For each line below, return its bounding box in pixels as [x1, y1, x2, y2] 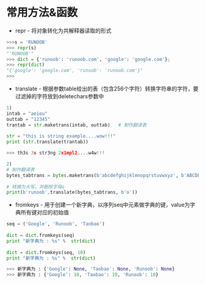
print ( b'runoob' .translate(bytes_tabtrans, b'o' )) [6, 189, 138, 195]
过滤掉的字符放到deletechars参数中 [15, 93, 104, 100]
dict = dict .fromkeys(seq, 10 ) [6, 249, 86, 255]
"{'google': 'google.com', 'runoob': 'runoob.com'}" [6, 68, 143, 74]
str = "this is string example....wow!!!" [6, 133, 116, 139]
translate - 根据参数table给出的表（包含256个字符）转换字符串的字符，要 [15, 85, 199, 92]
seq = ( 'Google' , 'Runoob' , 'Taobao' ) [6, 221, 105, 227]
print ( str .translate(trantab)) [6, 139, 88, 145]
